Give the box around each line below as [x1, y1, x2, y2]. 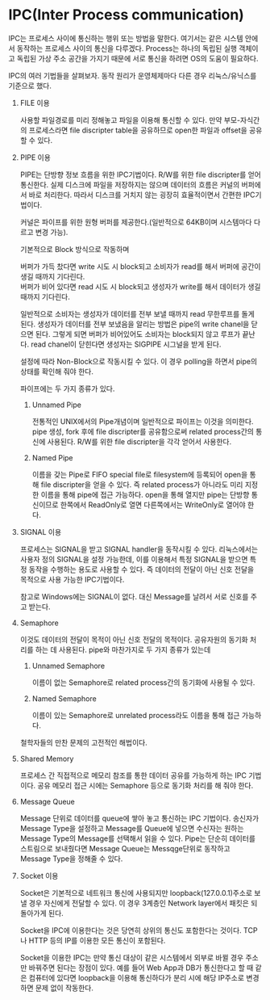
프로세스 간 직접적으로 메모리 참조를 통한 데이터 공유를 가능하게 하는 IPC [19, 770, 247, 780]
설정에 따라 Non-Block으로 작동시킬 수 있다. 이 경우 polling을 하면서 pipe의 [19, 356, 258, 366]
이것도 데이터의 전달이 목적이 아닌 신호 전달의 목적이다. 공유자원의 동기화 [19, 634, 248, 644]
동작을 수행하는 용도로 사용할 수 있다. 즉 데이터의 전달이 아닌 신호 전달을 [28, 564, 255, 574]
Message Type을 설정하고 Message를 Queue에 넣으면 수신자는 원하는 [19, 823, 244, 833]
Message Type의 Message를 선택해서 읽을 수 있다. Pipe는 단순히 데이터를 [19, 834, 256, 843]
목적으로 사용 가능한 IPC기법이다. [19, 574, 125, 584]
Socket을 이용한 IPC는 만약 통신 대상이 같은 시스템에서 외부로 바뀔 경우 [19, 952, 244, 962]
